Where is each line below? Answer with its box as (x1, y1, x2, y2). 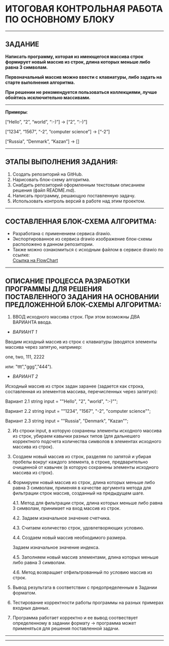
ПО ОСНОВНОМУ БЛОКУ (5, 14, 115, 25)
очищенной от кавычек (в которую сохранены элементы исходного (12, 464, 159, 470)
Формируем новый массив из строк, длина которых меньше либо (12, 479, 155, 486)
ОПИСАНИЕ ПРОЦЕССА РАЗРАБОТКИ (5, 277, 130, 285)
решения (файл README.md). (12, 187, 76, 193)
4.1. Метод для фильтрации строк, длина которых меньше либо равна (12, 500, 163, 506)
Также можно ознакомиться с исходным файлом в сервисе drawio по (12, 247, 163, 253)
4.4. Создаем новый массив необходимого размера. (12, 534, 127, 541)
